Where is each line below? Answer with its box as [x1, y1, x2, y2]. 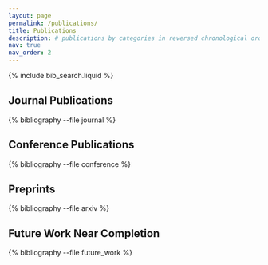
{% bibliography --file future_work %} [8, 248, 133, 258]
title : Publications [8, 26, 77, 34]
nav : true [8, 42, 41, 49]
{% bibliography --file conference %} [8, 159, 132, 168]
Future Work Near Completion [8, 227, 160, 240]
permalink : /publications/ [8, 19, 98, 27]
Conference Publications [8, 138, 135, 152]
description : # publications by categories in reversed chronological [8, 34, 248, 42]
